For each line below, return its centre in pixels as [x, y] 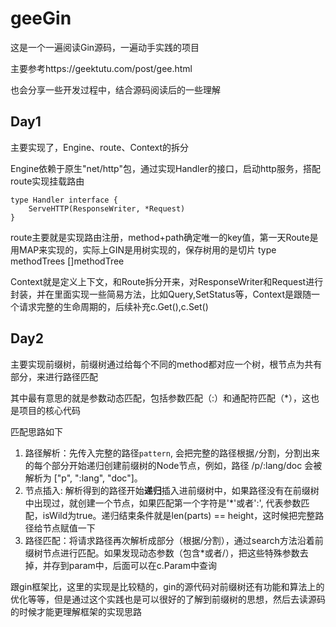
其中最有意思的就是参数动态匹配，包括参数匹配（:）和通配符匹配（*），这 [161, 398]
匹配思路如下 [36, 431]
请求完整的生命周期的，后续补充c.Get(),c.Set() [113, 306]
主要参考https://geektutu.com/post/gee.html [101, 68]
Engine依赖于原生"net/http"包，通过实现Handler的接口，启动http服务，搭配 [165, 168]
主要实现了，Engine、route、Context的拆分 [100, 147]
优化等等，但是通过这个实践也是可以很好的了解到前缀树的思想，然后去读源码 [168, 599]
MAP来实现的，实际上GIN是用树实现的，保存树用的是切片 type [147, 249]
